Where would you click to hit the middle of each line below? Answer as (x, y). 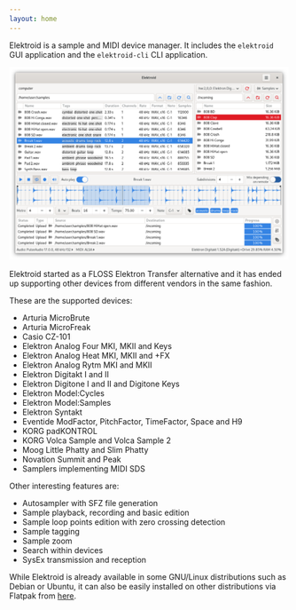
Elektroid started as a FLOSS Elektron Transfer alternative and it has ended (145, 273)
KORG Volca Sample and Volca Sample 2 (96, 440)
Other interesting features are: (64, 486)
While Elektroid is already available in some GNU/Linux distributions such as (148, 576)
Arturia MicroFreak (56, 327)
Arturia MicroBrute (56, 317)
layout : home (33, 19)
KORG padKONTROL (59, 431)
